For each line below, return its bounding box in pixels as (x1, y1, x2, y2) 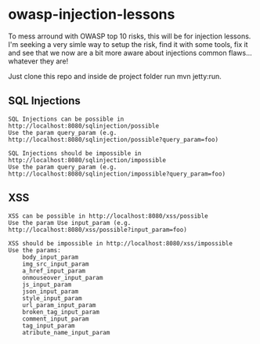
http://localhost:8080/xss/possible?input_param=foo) (8, 226, 188, 234)
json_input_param (22, 288, 79, 295)
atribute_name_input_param (22, 328, 110, 336)
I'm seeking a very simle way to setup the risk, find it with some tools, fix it (8, 39, 248, 49)
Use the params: (8, 246, 61, 254)
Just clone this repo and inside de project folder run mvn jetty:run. (8, 71, 222, 81)
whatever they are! (8, 56, 69, 66)
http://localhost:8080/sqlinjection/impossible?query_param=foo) (8, 170, 226, 178)
